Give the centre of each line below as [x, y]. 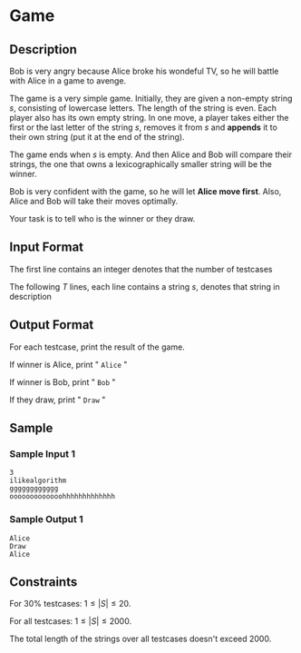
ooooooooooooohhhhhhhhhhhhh [63, 497]
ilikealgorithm [38, 481]
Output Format [52, 325]
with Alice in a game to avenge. [68, 81]
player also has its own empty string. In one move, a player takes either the [149, 118]
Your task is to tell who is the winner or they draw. [102, 218]
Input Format [47, 247]
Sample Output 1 [46, 519]
